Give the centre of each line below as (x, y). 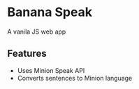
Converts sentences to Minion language (75, 78)
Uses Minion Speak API (51, 70)
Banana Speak (50, 12)
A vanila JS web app (37, 32)
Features (27, 54)
